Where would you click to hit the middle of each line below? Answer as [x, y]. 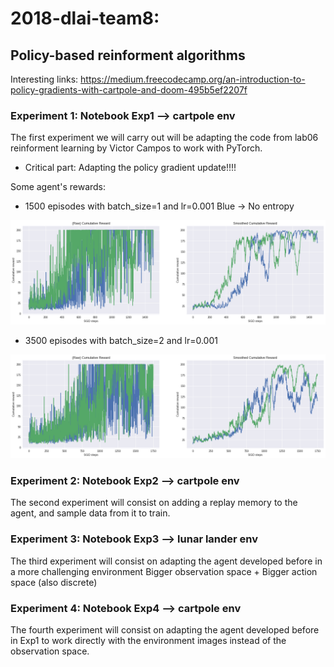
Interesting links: [44, 79]
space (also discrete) [54, 582]
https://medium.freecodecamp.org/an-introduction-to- [193, 79]
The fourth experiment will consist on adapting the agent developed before [165, 629]
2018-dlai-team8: [85, 18]
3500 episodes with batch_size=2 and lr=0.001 [121, 340]
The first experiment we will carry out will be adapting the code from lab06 [164, 138]
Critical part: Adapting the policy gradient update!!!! [130, 168]
